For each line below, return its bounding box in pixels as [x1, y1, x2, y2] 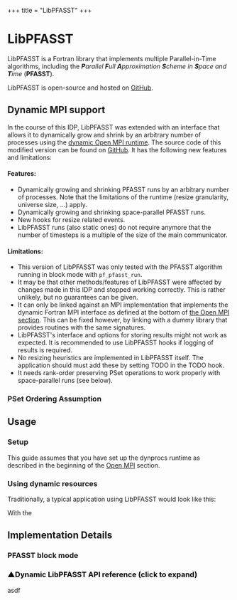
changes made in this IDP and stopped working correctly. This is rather [17, 285, 226, 294]
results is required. [17, 346, 72, 354]
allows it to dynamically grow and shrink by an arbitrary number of [7, 130, 202, 139]
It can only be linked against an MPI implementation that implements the [17, 300, 228, 309]
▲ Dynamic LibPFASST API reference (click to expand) [7, 569, 197, 579]
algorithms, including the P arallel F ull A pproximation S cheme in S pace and [7, 62, 227, 70]
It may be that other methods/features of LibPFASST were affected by [17, 278, 222, 287]
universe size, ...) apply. [17, 200, 87, 209]
